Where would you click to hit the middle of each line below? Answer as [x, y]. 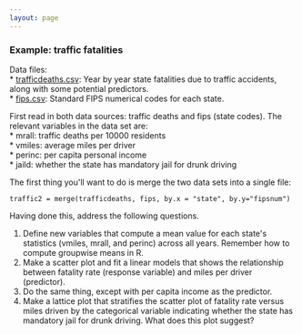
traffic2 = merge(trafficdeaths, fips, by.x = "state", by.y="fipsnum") [150, 198]
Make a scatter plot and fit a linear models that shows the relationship [153, 262]
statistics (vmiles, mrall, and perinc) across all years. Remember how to [156, 243]
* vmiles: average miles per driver [73, 145]
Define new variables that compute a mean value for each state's [145, 233]
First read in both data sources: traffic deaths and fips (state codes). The [146, 116]
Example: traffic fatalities [66, 49]
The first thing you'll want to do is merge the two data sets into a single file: [151, 182]
